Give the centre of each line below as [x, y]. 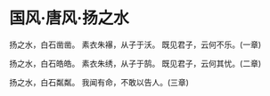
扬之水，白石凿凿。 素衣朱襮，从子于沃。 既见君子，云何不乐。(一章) [135, 44]
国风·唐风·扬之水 [69, 18]
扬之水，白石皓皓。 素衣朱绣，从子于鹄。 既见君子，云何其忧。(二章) [135, 63]
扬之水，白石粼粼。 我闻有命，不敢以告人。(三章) [99, 82]
